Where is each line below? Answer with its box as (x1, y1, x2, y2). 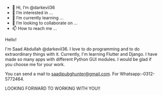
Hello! (5, 37, 17, 42)
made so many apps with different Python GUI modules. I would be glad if (5, 56, 152, 62)
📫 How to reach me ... (12, 26, 57, 31)
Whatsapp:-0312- (119, 71, 155, 77)
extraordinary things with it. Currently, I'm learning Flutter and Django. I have (5, 51, 158, 57)
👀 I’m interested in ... (12, 10, 53, 16)
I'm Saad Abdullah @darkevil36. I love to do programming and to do (5, 46, 140, 52)
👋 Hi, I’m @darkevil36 (12, 5, 55, 10)
